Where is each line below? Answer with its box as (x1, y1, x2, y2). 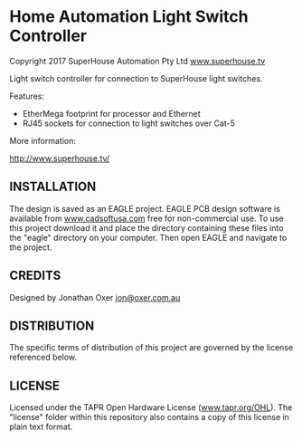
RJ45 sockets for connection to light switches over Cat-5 (22, 118, 235, 129)
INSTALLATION (9, 179, 97, 195)
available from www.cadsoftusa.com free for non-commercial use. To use (9, 213, 284, 224)
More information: (9, 135, 77, 146)
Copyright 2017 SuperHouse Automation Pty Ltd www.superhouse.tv (9, 55, 266, 66)
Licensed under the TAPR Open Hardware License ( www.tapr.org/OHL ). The (9, 402, 293, 413)
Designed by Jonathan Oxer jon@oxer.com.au (9, 292, 181, 302)
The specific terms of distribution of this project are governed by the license (9, 342, 294, 353)
